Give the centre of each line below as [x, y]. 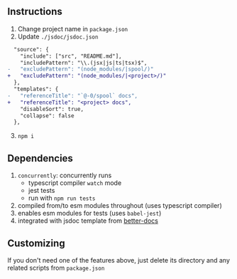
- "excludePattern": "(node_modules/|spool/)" [81, 69]
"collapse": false [47, 116]
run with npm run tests [62, 198]
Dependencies [40, 158]
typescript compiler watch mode [75, 183]
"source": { [32, 49]
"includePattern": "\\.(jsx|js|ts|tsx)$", [84, 63]
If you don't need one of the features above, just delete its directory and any [119, 260]
